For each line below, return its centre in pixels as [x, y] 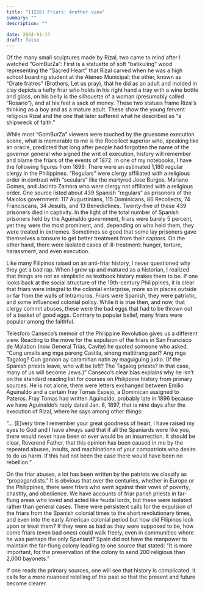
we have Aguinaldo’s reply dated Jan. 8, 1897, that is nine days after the [96, 405]
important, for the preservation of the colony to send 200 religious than [96, 552]
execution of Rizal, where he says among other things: [75, 412]
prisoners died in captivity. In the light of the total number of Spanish [92, 212]
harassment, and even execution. [48, 251]
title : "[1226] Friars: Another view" [56, 12]
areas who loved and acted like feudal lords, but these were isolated [106, 500]
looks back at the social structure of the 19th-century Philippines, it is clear [100, 283]
